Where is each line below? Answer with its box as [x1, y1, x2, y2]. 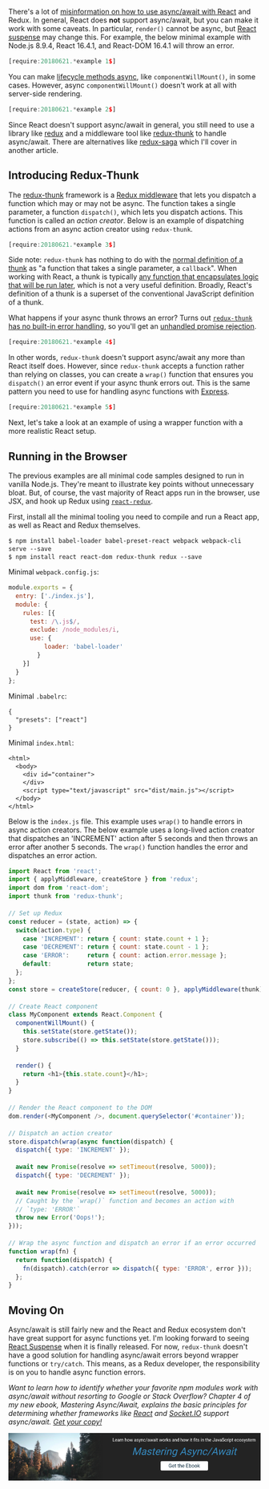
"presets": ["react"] [15, 715, 88, 724]
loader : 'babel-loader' [43, 643, 124, 651]
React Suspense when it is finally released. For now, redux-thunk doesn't [8, 1342, 248, 1352]
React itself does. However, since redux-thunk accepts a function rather [8, 361, 245, 371]
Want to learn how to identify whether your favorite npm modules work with [8, 1383, 259, 1393]
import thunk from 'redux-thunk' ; [8, 892, 124, 900]
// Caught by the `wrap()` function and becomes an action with [15, 1196, 235, 1205]
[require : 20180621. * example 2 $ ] [8, 105, 116, 113]
